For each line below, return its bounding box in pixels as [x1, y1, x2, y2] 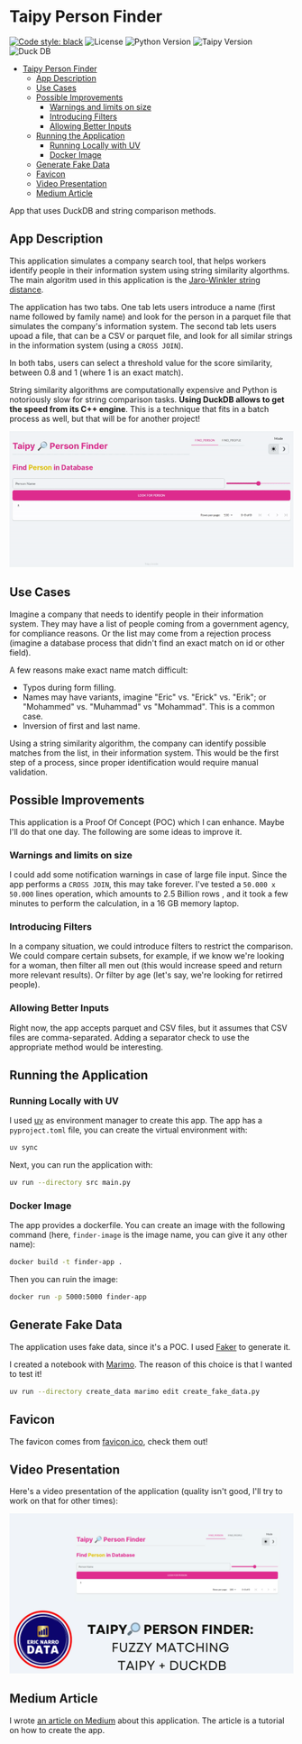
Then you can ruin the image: [9, 1274, 119, 1285]
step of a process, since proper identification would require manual [9, 757, 259, 767]
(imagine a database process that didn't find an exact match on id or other [9, 638, 286, 648]
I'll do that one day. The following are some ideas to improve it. [9, 826, 243, 837]
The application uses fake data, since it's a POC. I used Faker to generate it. [9, 1341, 291, 1352]
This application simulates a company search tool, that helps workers [9, 255, 267, 266]
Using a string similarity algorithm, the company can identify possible [9, 738, 267, 748]
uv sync [9, 1143, 39, 1152]
